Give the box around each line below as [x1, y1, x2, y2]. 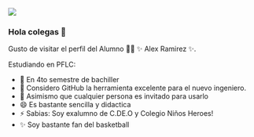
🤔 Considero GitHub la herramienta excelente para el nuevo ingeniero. [19, 83, 246, 93]
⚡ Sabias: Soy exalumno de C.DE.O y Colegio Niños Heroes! [19, 109, 214, 118]
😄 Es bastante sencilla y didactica [19, 100, 131, 110]
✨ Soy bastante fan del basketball [19, 120, 130, 129]
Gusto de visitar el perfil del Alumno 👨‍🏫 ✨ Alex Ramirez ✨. [8, 44, 197, 54]
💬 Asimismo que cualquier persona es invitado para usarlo [19, 92, 209, 101]
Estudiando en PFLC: [8, 59, 76, 70]
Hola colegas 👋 [8, 26, 67, 37]
